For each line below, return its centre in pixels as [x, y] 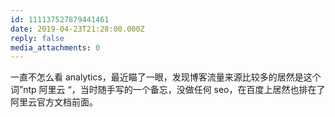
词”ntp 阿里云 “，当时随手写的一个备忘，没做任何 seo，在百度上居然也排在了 [168, 90]
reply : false [37, 38]
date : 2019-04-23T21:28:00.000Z [77, 29]
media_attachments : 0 [55, 47]
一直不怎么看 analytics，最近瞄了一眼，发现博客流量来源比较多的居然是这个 [166, 77]
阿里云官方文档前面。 [54, 102]
